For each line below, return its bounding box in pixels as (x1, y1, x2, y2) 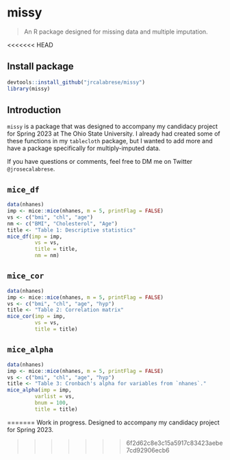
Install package (7, 60, 74, 73)
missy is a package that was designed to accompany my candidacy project (7, 122, 218, 131)
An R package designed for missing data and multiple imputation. (23, 27, 208, 36)
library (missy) (7, 85, 51, 92)
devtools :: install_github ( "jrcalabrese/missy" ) (7, 79, 146, 86)
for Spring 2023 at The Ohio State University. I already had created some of (7, 130, 220, 138)
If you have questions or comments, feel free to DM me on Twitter (7, 158, 193, 166)
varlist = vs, (34, 393, 75, 400)
